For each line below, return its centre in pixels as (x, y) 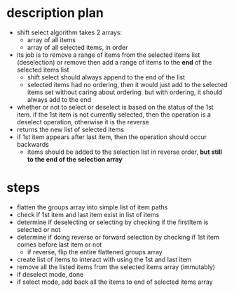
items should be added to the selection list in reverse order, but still (124, 152)
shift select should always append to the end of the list (106, 77)
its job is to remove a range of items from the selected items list (108, 55)
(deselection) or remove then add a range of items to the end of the (114, 62)
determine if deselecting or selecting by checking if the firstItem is (112, 222)
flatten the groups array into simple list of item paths (92, 207)
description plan (55, 13)
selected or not (39, 229)
